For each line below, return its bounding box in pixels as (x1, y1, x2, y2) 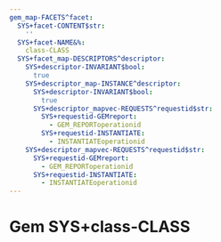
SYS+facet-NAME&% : (17, 37, 86, 47)
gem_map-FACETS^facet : (9, 12, 94, 22)
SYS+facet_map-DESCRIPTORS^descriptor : (17, 54, 166, 63)
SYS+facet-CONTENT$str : (17, 21, 105, 30)
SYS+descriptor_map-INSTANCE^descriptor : (25, 79, 181, 88)
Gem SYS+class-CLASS (9, 217, 191, 237)
